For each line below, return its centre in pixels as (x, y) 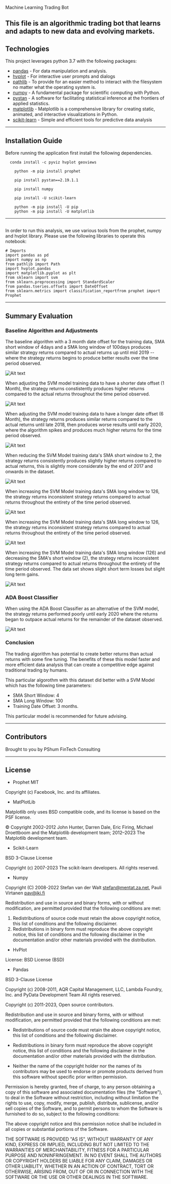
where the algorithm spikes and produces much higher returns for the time (83, 430)
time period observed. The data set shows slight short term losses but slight (85, 569)
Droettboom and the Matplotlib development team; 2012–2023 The (75, 833)
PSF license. (18, 817)
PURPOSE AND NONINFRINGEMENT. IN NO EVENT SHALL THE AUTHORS (83, 1155)
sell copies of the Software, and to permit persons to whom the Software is (84, 1108)
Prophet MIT (26, 782)
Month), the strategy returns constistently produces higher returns (75, 389)
